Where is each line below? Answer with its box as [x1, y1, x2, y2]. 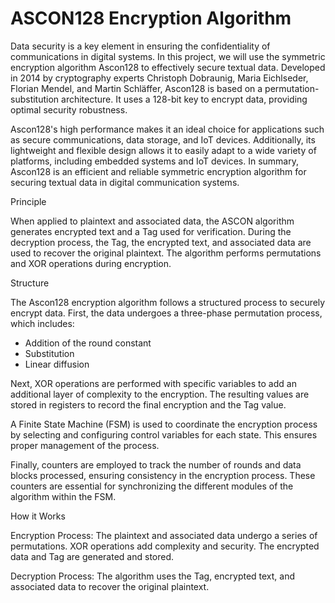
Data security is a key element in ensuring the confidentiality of [10, 40, 271, 52]
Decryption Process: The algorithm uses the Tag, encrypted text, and [10, 570, 296, 582]
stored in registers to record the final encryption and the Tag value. [10, 398, 287, 411]
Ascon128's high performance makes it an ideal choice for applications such [10, 123, 325, 135]
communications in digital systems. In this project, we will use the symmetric [10, 50, 326, 62]
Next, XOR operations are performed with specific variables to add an [10, 377, 297, 389]
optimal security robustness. [10, 103, 128, 116]
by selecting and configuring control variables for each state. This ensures [10, 428, 318, 441]
